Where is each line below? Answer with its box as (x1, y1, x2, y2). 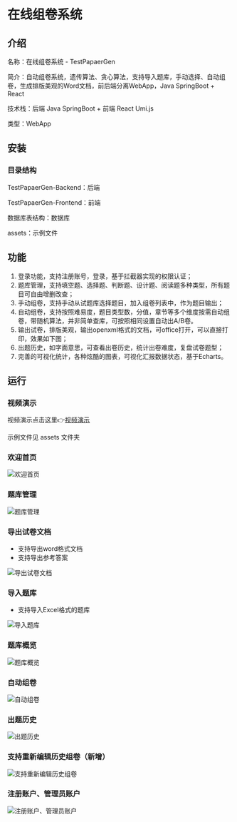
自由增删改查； (30, 290, 75, 298)
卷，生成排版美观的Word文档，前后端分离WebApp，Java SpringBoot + (7, 81, 215, 90)
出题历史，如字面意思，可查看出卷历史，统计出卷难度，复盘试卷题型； (17, 343, 224, 352)
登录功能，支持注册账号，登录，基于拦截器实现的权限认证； (17, 272, 193, 280)
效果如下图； (30, 334, 68, 342)
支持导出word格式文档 (17, 544, 83, 553)
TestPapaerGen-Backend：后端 (7, 183, 100, 191)
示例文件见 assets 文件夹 (7, 433, 80, 442)
